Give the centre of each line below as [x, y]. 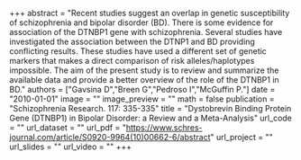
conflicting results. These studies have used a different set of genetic [138, 51]
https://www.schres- [164, 128]
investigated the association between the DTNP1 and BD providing [132, 41]
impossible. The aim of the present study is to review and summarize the [144, 70]
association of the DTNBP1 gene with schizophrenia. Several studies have [146, 32]
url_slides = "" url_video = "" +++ [71, 147]
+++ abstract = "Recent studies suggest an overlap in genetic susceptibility [150, 13]
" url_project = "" [242, 137]
